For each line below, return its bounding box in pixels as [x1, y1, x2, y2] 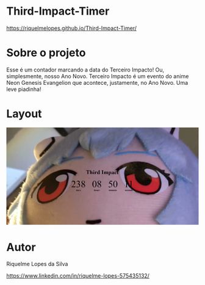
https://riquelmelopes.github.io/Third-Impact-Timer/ [6, 24, 137, 32]
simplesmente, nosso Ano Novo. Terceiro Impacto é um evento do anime [6, 72, 189, 80]
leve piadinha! [6, 85, 41, 93]
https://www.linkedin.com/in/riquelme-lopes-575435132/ [6, 272, 149, 280]
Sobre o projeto [6, 46, 86, 60]
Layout [6, 107, 42, 121]
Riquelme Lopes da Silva [6, 261, 68, 268]
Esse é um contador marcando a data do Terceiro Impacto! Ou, [6, 66, 165, 73]
